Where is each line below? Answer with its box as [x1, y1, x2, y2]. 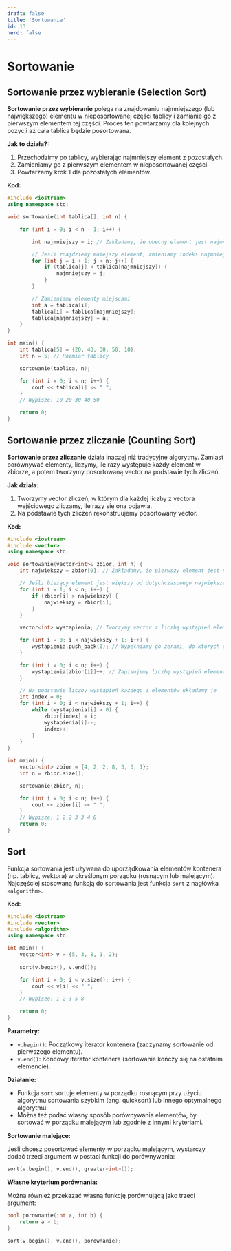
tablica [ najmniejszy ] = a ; [32, 314, 109, 321]
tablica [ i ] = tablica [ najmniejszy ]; [32, 308, 137, 315]
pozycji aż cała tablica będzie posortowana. [7, 127, 132, 135]
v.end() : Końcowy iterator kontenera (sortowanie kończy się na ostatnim [16, 1055, 223, 1063]
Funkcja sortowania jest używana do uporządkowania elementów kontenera [7, 864, 222, 873]
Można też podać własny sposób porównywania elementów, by [16, 1111, 197, 1119]
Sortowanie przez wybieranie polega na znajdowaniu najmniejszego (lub [7, 105, 215, 113]
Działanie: [7, 1076, 36, 1084]
